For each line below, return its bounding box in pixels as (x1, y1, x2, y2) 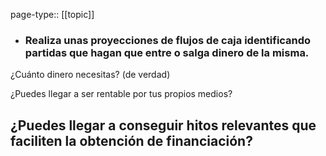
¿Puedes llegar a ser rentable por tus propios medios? (10, 88, 233, 100)
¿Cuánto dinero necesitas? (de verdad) (10, 69, 171, 81)
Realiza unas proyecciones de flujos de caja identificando (24, 33, 312, 47)
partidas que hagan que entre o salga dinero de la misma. (24, 45, 310, 59)
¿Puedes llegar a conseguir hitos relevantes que (10, 117, 317, 134)
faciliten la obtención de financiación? (10, 132, 253, 149)
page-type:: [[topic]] (10, 9, 95, 20)
